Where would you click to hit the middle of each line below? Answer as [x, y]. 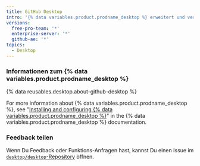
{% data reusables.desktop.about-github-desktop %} [71, 92]
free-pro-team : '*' [36, 28]
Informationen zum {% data [47, 71]
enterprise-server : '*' [41, 34]
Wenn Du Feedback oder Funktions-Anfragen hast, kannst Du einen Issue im [100, 151]
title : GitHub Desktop [34, 12]
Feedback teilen [30, 137]
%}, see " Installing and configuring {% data [60, 109]
